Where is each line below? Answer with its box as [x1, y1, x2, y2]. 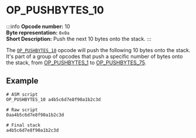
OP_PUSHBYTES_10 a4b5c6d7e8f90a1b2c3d [6, 96, 101, 102]
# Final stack [6, 122, 41, 128]
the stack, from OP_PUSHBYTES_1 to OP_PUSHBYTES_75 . [6, 59, 147, 66]
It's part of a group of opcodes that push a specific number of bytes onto [6, 53, 183, 60]
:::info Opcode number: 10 [6, 23, 70, 30]
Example [6, 76, 39, 86]
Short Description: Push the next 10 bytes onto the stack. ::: [6, 35, 151, 42]
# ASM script [6, 91, 38, 97]
